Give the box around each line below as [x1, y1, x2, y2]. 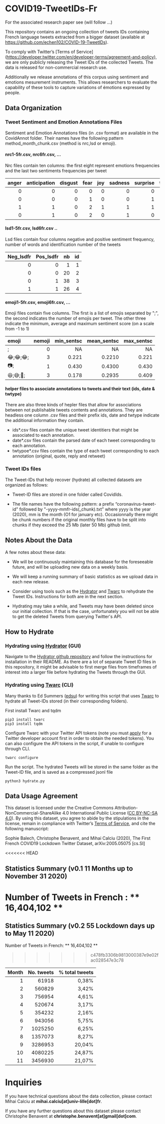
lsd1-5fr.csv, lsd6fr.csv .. [5, 225, 58, 231]
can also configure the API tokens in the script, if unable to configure [5, 740, 144, 746]
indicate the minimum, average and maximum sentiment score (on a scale [5, 321, 155, 327]
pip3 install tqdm [5, 721, 43, 726]
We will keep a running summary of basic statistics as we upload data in [12, 574, 158, 579]
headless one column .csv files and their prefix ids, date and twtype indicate [5, 412, 160, 418]
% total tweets [58, 969, 94, 975]
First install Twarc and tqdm [5, 707, 61, 713]
